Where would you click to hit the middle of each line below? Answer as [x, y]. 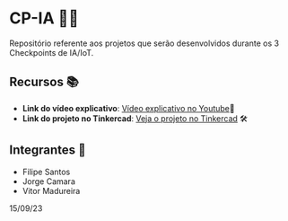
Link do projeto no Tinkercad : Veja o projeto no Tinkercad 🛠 [135, 118]
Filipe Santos [46, 172]
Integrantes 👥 [48, 150]
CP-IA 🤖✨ [44, 18]
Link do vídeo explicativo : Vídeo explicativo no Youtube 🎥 [128, 108]
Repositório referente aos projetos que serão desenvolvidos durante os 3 [144, 43]
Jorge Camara [49, 181]
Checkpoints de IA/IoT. [52, 52]
